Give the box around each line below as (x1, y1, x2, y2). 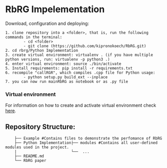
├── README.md (14, 154, 44, 159)
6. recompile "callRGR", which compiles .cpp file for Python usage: (5, 70, 156, 75)
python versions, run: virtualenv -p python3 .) (5, 57, 110, 62)
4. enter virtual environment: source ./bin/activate (5, 61, 122, 66)
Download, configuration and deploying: (5, 20, 89, 26)
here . (5, 108, 16, 114)
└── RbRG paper (14, 158, 47, 163)
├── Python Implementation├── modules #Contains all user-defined (14, 141, 158, 146)
